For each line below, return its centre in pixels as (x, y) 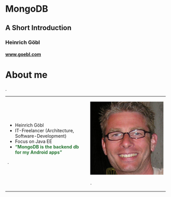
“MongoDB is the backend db (47, 147)
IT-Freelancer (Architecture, (45, 131)
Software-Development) (41, 136)
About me (26, 75)
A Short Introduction (38, 28)
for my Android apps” (39, 152)
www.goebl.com (23, 55)
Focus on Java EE (34, 141)
